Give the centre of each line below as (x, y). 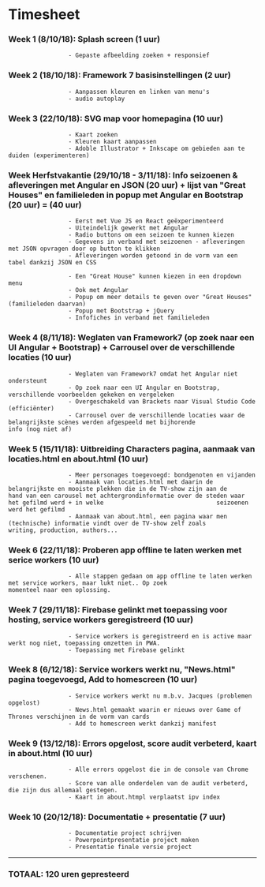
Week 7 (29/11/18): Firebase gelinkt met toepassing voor (118, 610)
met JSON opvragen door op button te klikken (84, 249)
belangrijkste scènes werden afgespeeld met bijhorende (102, 422)
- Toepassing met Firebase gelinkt (127, 650)
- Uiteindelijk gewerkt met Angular (129, 228)
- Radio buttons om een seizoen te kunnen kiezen (151, 235)
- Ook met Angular (98, 290)
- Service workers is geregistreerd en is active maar (160, 636)
